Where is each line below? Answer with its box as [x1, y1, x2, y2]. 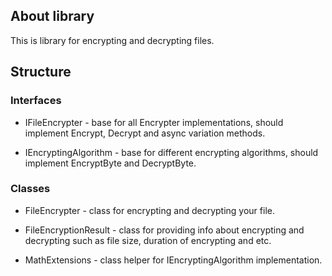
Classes [10, 182, 51, 196]
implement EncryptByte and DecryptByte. [24, 157, 197, 169]
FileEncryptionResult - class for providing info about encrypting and [24, 224, 305, 236]
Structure [10, 64, 72, 81]
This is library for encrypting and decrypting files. [10, 34, 215, 46]
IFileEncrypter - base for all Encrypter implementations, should [24, 116, 284, 128]
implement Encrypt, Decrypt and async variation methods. [24, 127, 266, 139]
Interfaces [10, 94, 62, 108]
